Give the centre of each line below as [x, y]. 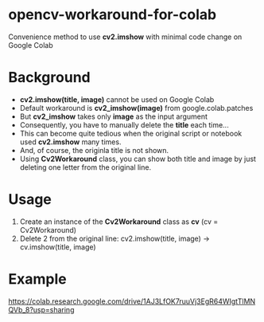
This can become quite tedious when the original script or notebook [131, 133]
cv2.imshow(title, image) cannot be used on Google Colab [117, 99]
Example [37, 279]
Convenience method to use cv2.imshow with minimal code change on [125, 37]
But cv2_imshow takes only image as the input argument [114, 116]
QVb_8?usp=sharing [41, 309]
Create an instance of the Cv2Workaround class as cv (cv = [119, 222]
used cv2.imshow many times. [70, 142]
